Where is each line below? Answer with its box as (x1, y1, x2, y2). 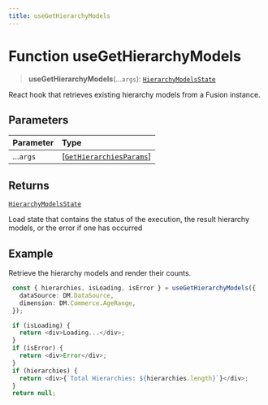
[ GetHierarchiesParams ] (61, 151, 152, 163)
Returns (8, 178, 50, 192)
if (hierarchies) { (11, 367, 79, 375)
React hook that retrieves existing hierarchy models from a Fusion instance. (8, 89, 262, 99)
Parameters (8, 113, 69, 127)
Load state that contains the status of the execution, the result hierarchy (8, 215, 250, 224)
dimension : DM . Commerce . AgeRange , (19, 298, 136, 307)
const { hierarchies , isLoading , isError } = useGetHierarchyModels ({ (11, 284, 256, 292)
